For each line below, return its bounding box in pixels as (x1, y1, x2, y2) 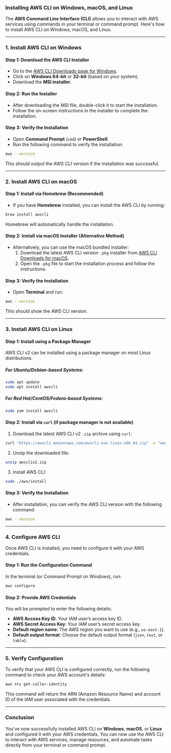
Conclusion (5, 714, 35, 721)
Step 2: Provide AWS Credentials (5, 594, 76, 600)
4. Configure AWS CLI (5, 533, 60, 540)
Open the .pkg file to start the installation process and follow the (20, 260, 155, 267)
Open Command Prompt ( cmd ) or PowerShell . (12, 136, 109, 142)
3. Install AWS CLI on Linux (5, 325, 73, 333)
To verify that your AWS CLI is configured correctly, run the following (5, 666, 150, 673)
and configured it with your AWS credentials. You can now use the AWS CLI (5, 731, 164, 737)
